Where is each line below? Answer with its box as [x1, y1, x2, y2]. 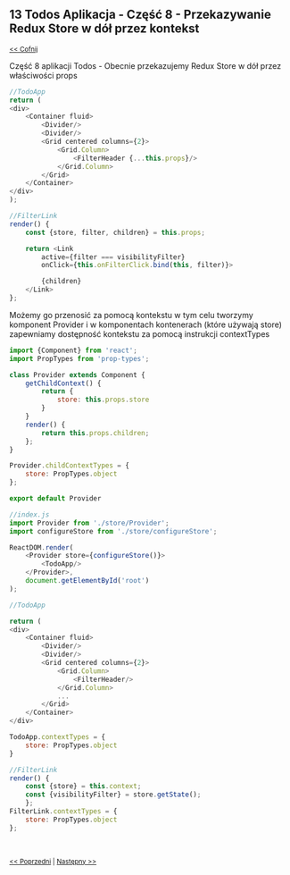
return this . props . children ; [41, 428, 150, 437]
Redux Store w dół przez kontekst [9, 21, 200, 37]
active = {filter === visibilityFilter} [41, 252, 186, 262]
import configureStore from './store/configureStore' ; [9, 526, 218, 535]
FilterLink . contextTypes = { [9, 807, 118, 816]
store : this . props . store [56, 395, 150, 405]
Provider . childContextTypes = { [9, 461, 129, 470]
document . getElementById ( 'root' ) [25, 576, 150, 585]
